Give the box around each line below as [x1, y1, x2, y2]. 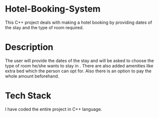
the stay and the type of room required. [5, 24, 84, 30]
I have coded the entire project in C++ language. [5, 106, 102, 112]
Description [5, 42, 53, 53]
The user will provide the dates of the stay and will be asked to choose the [5, 57, 154, 64]
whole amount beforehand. [5, 73, 59, 79]
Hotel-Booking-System [5, 3, 101, 15]
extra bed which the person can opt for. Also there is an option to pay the [5, 68, 152, 74]
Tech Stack [5, 90, 52, 101]
